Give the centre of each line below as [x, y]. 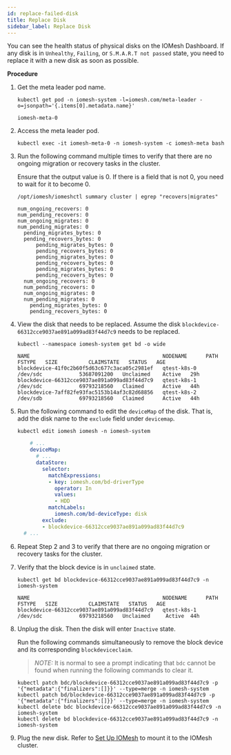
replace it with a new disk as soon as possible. [73, 61]
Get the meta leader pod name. [61, 88]
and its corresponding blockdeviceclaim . [75, 650]
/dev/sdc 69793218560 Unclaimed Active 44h [108, 616]
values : [65, 495]
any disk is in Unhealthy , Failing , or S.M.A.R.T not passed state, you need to [115, 53]
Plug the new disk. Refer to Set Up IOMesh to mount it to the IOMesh [114, 738]
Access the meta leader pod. [58, 131]
